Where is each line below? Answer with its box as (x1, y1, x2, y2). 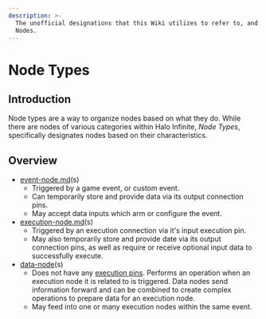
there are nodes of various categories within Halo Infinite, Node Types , (8, 122, 241, 132)
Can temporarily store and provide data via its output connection (31, 192, 244, 202)
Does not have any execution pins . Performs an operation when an (31, 268, 251, 278)
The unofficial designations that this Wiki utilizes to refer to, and (15, 19, 259, 27)
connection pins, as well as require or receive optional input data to (31, 242, 252, 252)
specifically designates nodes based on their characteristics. (8, 131, 208, 140)
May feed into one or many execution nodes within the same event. (31, 302, 252, 312)
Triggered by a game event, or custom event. (31, 183, 180, 193)
